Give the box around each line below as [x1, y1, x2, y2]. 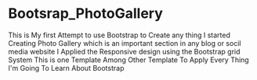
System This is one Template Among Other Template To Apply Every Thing [8, 55, 249, 64]
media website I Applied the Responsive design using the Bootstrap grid [8, 47, 241, 56]
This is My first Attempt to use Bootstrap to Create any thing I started [8, 30, 231, 40]
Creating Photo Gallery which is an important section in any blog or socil [8, 38, 241, 47]
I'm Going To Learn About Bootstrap [8, 63, 125, 72]
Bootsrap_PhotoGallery [8, 5, 163, 23]
